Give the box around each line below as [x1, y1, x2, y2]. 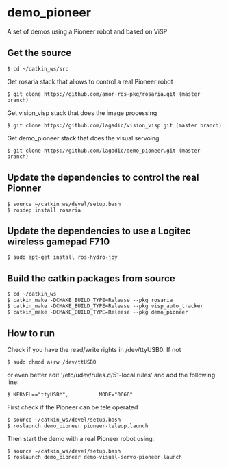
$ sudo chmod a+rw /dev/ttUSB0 [7, 359, 97, 366]
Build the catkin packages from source [7, 273, 176, 284]
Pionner [7, 183, 42, 194]
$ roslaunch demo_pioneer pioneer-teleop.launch [7, 422, 149, 429]
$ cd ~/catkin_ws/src [7, 65, 69, 73]
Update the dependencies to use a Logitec [7, 225, 191, 237]
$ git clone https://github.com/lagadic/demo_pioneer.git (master [7, 147, 201, 154]
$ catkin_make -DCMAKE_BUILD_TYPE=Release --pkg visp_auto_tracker [7, 303, 204, 310]
